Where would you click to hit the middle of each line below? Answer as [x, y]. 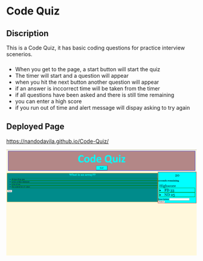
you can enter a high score [48, 101]
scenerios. [19, 54]
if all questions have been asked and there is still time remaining [95, 95]
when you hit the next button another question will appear [87, 82]
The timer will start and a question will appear [72, 75]
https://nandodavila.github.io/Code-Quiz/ [58, 141]
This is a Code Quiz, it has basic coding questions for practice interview [96, 48]
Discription [27, 33]
